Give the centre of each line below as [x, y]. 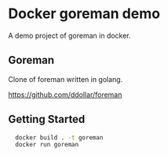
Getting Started [47, 119]
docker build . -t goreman [59, 137]
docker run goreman [47, 145]
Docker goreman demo [84, 14]
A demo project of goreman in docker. [69, 35]
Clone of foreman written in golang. [66, 79]
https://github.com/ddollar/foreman [65, 95]
